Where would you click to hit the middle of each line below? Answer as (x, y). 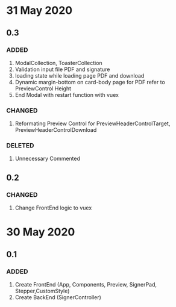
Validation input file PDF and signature (62, 69)
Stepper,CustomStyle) (42, 291)
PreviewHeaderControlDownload (56, 130)
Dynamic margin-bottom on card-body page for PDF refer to (90, 82)
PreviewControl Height (43, 88)
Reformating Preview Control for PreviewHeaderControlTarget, (93, 123)
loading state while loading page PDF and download (80, 75)
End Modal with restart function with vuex (67, 95)
